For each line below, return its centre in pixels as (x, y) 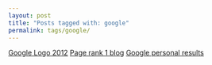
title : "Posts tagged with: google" (69, 23)
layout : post (30, 15)
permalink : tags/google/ (49, 30)
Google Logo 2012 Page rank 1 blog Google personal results (106, 53)
